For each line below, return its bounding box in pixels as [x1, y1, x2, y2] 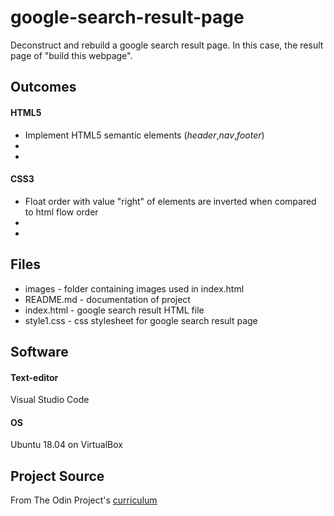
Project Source [10, 467, 105, 485]
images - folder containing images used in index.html [24, 282, 245, 295]
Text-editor [10, 371, 59, 383]
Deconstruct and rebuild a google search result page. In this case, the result [10, 39, 324, 51]
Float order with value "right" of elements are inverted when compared [24, 195, 317, 207]
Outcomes [10, 79, 77, 96]
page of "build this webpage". [10, 49, 133, 61]
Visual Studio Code [10, 394, 90, 406]
